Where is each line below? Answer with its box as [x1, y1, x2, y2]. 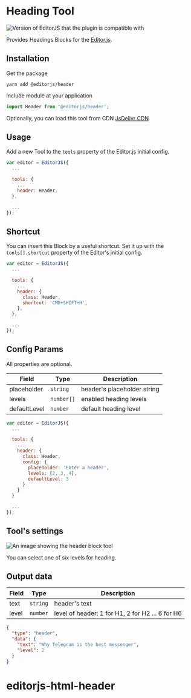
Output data [6, 572, 53, 582]
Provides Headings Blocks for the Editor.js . [6, 36, 112, 43]
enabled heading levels [81, 394, 147, 403]
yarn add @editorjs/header [6, 81, 74, 87]
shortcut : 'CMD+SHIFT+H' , [22, 299, 88, 306]
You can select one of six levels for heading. [6, 553, 117, 561]
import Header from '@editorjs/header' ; [6, 103, 110, 109]
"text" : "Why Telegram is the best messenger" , [17, 642, 139, 648]
